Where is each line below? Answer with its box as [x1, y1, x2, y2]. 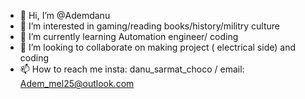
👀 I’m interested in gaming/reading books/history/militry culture [19, 20, 280, 32]
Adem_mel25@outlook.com [19, 78, 135, 89]
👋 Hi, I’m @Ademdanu [19, 10, 111, 21]
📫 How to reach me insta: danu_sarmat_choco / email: [19, 63, 245, 75]
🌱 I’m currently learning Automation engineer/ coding [19, 31, 239, 42]
